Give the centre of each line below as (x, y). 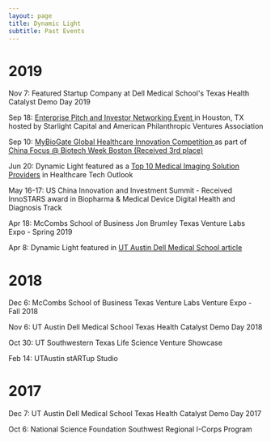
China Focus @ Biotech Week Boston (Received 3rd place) (106, 151)
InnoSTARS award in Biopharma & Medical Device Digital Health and (122, 199)
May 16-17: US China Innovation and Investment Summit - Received (121, 190)
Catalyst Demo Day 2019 (50, 102)
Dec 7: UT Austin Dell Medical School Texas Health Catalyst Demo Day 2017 (135, 414)
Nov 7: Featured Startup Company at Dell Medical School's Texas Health (129, 93)
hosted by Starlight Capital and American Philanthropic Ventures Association (136, 126)
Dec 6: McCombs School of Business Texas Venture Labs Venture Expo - (130, 303)
